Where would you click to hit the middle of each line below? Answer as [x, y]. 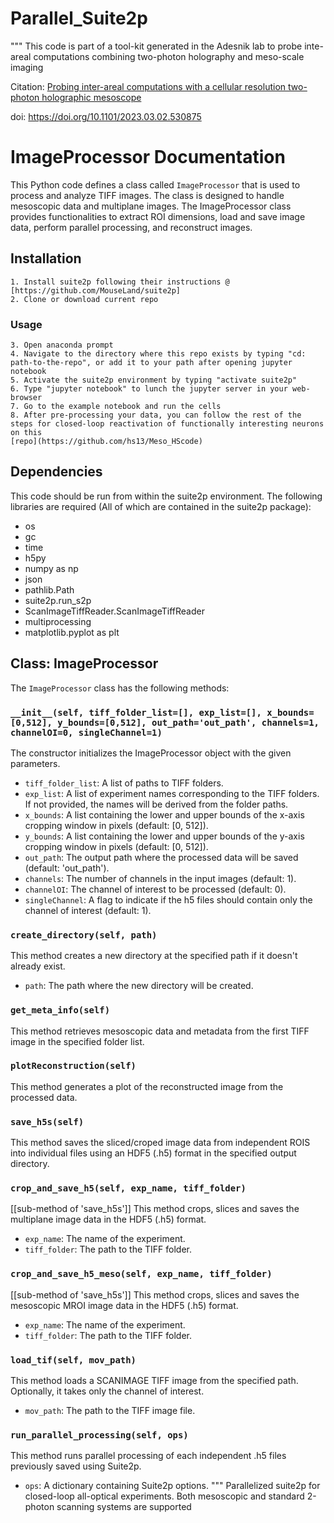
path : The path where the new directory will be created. [139, 986]
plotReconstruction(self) [73, 1066]
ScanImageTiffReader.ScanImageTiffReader [114, 611]
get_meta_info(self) [60, 1010]
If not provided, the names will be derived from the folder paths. [156, 804]
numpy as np [51, 568]
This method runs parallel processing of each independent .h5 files [148, 1456]
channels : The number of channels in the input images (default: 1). [160, 878]
